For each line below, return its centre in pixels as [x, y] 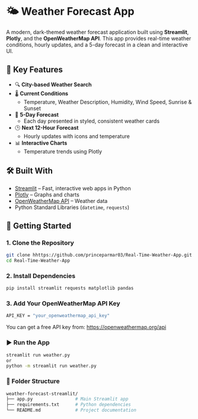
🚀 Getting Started [39, 226]
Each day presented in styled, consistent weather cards [92, 121]
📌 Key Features [35, 70]
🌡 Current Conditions [41, 93]
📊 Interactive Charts [41, 143]
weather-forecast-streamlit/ [42, 393]
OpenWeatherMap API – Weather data [61, 201]
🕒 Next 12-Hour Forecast [47, 127]
